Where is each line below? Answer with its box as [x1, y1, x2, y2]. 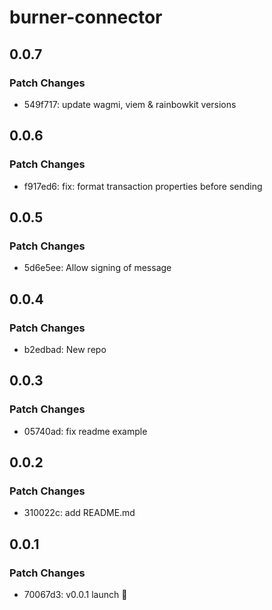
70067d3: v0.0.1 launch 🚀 [23, 589, 128, 600]
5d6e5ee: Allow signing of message [23, 262, 172, 274]
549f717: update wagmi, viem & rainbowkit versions [23, 98, 237, 110]
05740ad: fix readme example [23, 425, 148, 437]
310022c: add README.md [23, 507, 136, 519]
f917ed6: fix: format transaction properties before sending [23, 180, 263, 192]
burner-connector [9, 6, 163, 29]
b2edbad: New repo [23, 343, 107, 355]
